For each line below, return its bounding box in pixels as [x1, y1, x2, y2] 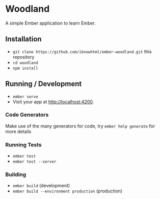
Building [5, 171, 26, 178]
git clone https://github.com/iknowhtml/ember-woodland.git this [12, 48, 152, 54]
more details [5, 128, 32, 135]
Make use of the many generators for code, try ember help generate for [5, 123, 155, 129]
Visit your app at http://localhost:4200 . [12, 98, 94, 105]
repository [12, 54, 35, 60]
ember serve [12, 94, 38, 99]
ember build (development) [12, 183, 70, 189]
